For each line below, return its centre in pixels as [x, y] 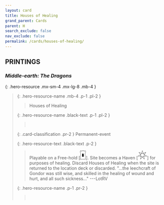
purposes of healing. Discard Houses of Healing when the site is [94, 163]
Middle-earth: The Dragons [38, 76]
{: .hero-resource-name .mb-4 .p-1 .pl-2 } [59, 96]
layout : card [18, 10]
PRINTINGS [23, 62]
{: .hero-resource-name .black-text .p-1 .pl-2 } [63, 115]
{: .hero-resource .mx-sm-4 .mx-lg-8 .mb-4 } [51, 86]
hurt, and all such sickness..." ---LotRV [69, 179]
